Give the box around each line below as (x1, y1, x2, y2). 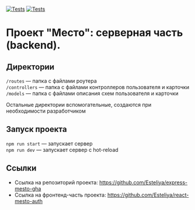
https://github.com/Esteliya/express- (99, 179, 188, 186)
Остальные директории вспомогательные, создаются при (6, 101, 152, 108)
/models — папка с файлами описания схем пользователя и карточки (6, 90, 179, 97)
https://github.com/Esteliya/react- (107, 191, 189, 198)
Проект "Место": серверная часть (6, 26, 183, 39)
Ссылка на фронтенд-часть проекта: (14, 191, 106, 198)
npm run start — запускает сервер (6, 140, 93, 147)
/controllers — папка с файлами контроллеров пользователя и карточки (6, 84, 190, 90)
